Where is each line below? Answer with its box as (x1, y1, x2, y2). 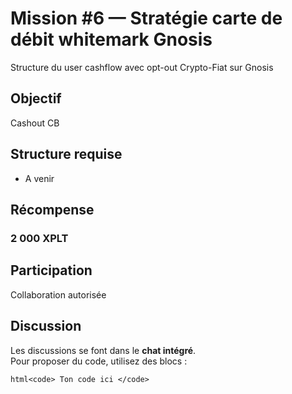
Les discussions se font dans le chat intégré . (10, 344, 197, 356)
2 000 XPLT (10, 231, 69, 245)
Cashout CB (10, 117, 60, 129)
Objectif (10, 90, 62, 107)
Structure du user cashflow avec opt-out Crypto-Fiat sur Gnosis (10, 61, 274, 73)
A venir (24, 172, 55, 184)
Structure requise (10, 146, 123, 163)
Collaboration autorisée (10, 288, 107, 301)
